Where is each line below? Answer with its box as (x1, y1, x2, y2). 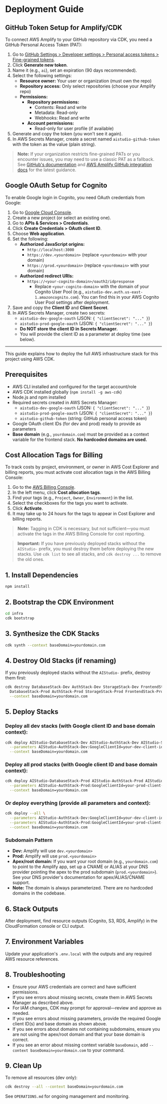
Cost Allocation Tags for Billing (5, 451, 103, 459)
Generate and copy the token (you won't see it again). (12, 131, 123, 136)
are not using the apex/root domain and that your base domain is (12, 1031, 145, 1037)
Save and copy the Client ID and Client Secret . (12, 305, 109, 311)
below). (19, 336, 36, 342)
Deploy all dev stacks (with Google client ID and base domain (5, 723, 156, 730)
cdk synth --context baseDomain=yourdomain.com (5, 643, 106, 648)
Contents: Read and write (34, 105, 87, 110)
